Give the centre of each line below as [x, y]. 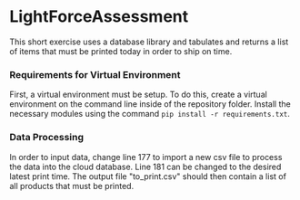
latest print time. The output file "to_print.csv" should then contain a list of [148, 176]
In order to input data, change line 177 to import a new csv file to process [146, 157]
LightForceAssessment [99, 17]
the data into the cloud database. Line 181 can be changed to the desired [145, 167]
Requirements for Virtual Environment [95, 74]
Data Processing [47, 138]
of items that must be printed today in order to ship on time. [121, 51]
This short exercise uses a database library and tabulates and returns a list [149, 42]
